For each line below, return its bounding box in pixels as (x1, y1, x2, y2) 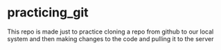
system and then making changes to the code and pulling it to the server (7, 34, 214, 42)
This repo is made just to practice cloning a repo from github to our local (7, 27, 214, 36)
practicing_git (7, 5, 89, 21)
